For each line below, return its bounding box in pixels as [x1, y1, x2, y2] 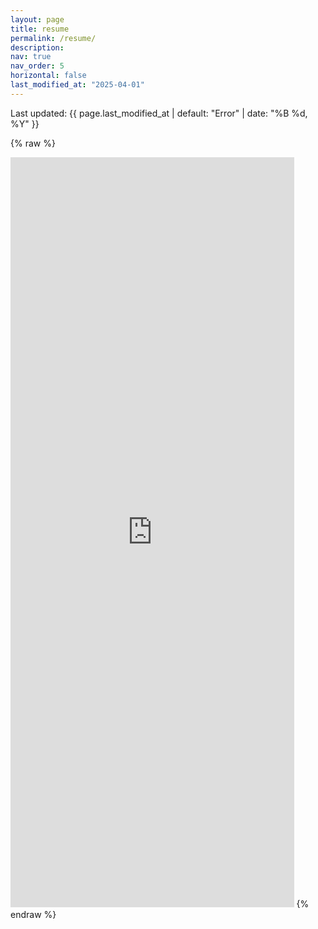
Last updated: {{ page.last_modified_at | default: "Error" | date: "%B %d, [10, 107, 308, 119]
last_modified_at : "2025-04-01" [10, 80, 145, 90]
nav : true [10, 52, 52, 62]
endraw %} [10, 908, 57, 920]
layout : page [10, 14, 65, 25]
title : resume [10, 24, 70, 34]
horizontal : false [10, 71, 87, 81]
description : [10, 42, 65, 53]
